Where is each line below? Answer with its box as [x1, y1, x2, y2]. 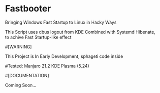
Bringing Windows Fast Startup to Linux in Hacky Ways [5, 19, 117, 25]
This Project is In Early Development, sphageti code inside [5, 53, 123, 59]
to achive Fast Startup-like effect [5, 34, 72, 40]
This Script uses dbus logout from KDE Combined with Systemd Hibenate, [5, 29, 156, 35]
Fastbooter [5, 3, 51, 14]
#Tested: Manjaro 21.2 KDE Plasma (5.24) [5, 63, 90, 69]
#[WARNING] [5, 44, 32, 49]
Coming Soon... [5, 82, 37, 88]
